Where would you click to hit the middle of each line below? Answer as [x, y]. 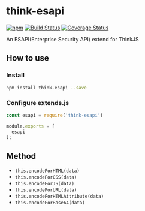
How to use [28, 58]
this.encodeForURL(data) [46, 190]
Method [21, 156]
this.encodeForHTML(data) [47, 171]
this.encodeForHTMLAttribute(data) [59, 197]
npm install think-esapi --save [46, 88]
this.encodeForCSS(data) [46, 177]
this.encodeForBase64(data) [50, 203]
